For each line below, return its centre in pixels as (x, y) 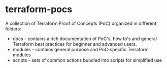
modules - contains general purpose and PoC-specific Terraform (80, 49)
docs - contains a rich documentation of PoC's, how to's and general (85, 39)
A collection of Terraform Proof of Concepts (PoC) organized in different (81, 23)
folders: (13, 28)
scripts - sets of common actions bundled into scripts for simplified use (87, 60)
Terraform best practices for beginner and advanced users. (75, 44)
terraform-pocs (39, 9)
